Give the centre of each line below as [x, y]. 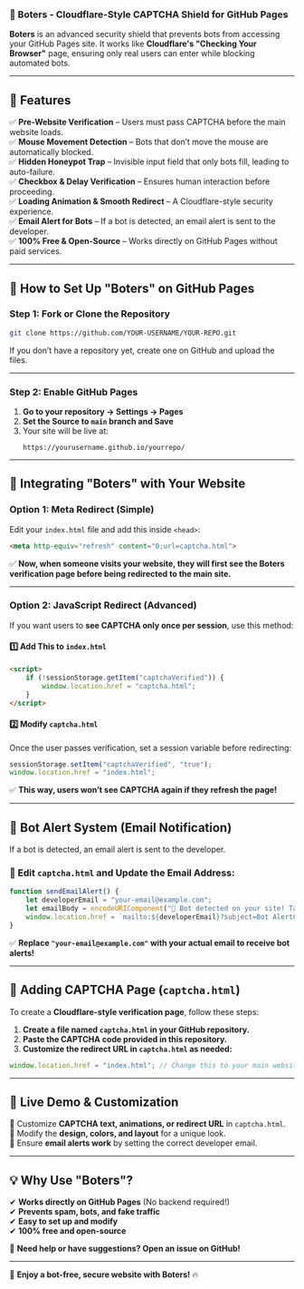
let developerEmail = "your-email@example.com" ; [119, 900]
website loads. [37, 132]
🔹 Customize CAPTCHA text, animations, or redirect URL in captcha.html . [148, 1124]
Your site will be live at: [65, 431]
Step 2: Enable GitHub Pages [74, 392]
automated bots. [40, 63]
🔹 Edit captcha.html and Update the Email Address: [122, 873]
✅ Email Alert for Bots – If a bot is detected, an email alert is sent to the [142, 221]
